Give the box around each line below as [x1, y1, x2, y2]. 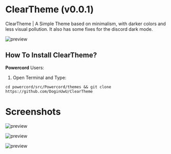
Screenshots [5, 106, 61, 118]
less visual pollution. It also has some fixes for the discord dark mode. [5, 26, 153, 32]
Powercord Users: [5, 64, 45, 70]
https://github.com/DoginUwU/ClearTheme [5, 89, 93, 94]
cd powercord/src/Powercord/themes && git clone [5, 84, 111, 89]
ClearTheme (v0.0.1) [5, 4, 94, 15]
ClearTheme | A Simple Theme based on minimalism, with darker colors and [5, 21, 166, 27]
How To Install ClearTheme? [5, 51, 97, 60]
